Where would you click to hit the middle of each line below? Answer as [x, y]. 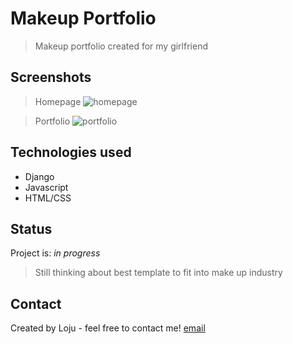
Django [39, 176]
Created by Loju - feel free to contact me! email [108, 328]
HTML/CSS [48, 198]
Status [31, 228]
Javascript [46, 187]
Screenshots [51, 77]
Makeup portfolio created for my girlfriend [121, 46]
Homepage [58, 101]
